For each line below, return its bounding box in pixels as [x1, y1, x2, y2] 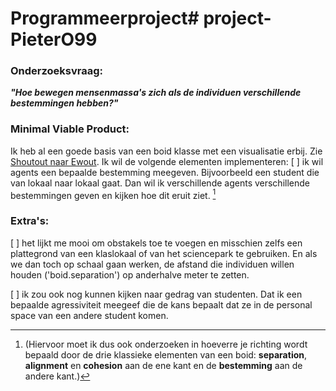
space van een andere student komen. [10, 309, 169, 321]
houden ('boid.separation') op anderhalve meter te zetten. [10, 268, 250, 281]
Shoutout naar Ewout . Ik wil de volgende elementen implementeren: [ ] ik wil [10, 155, 324, 167]
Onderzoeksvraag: [10, 64, 104, 78]
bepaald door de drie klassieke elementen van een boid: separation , [24, 348, 308, 361]
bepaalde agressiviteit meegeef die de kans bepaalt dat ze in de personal [10, 298, 313, 311]
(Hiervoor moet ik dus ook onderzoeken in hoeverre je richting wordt [24, 338, 308, 350]
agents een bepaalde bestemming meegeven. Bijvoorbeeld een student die [10, 166, 320, 178]
